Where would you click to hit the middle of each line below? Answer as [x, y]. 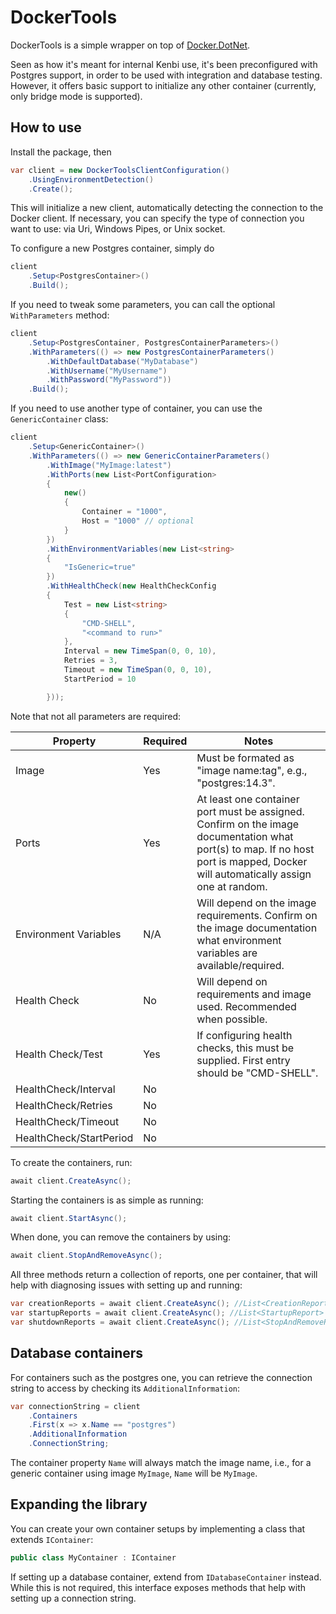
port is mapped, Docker [252, 861]
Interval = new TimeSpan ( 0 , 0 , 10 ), [140, 651]
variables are [227, 953]
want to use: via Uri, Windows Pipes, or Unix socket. [118, 229]
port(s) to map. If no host [255, 849]
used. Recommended [246, 1006]
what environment [239, 940]
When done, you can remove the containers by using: [121, 1237]
